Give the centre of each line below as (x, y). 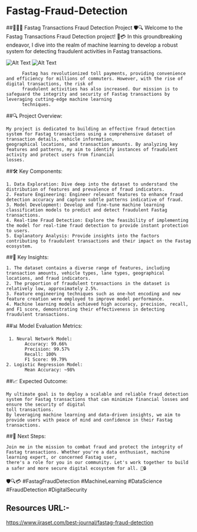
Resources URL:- (38, 508)
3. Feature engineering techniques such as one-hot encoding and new (93, 293)
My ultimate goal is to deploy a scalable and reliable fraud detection (97, 394)
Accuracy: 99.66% (46, 344)
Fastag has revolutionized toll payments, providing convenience (104, 73)
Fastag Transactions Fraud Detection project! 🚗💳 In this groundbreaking (94, 36)
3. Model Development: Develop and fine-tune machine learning (86, 205)
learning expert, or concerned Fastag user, (62, 457)
